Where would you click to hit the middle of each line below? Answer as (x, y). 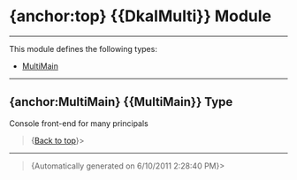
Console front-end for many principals (79, 123)
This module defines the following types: (83, 49)
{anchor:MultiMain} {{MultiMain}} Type (121, 102)
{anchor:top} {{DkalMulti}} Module (141, 16)
